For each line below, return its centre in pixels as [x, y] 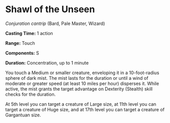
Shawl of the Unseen [50, 9]
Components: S [22, 53]
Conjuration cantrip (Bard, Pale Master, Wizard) [55, 23]
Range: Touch [20, 43]
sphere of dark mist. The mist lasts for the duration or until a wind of [77, 78]
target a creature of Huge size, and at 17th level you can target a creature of [85, 109]
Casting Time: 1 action [29, 33]
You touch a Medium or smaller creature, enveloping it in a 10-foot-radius [82, 73]
